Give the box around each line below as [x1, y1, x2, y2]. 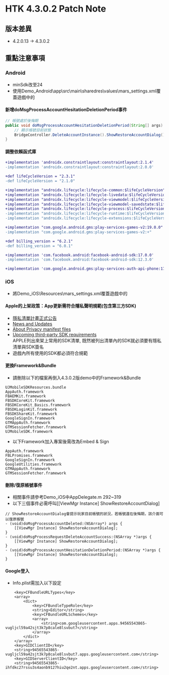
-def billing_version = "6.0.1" [5, 243, 73, 248]
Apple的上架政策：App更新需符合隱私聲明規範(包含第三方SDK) [5, 303, 137, 309]
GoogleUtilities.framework [5, 461, 62, 467]
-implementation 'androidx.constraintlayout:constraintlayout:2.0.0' [5, 165, 154, 170]
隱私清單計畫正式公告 [12, 315, 57, 321]
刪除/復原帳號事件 [5, 482, 43, 488]
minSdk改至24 [12, 81, 43, 87]
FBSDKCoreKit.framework [5, 398, 55, 403]
